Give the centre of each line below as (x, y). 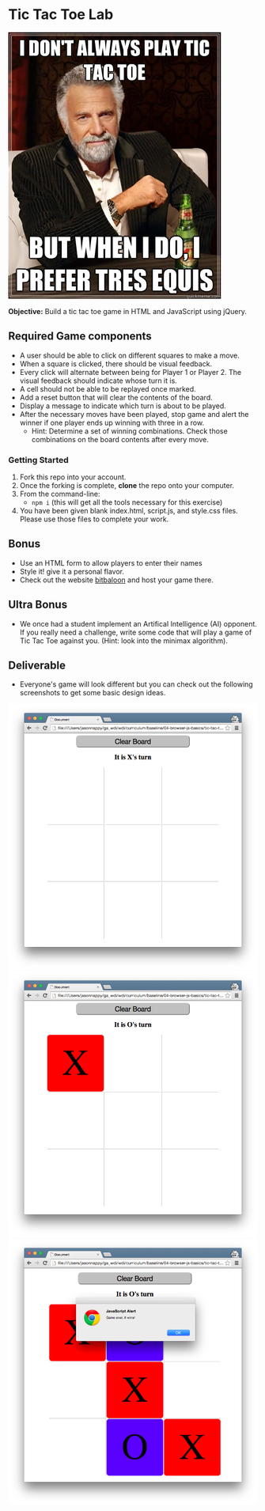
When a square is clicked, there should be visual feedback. (115, 364)
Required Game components (80, 337)
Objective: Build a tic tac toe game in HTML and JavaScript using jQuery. (128, 311)
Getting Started (38, 460)
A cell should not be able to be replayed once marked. (108, 388)
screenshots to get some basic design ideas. (93, 693)
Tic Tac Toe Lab (61, 15)
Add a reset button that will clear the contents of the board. (116, 397)
